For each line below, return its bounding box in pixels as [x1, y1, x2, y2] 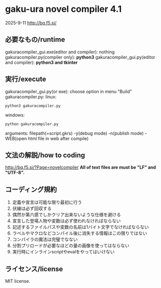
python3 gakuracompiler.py [5, 103, 61, 108]
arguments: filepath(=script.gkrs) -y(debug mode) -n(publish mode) [5, 130, 144, 136]
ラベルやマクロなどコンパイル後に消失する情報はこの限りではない [12, 230, 147, 236]
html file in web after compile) [28, 135, 89, 142]
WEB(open [5, 135, 27, 142]
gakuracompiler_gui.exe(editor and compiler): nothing [5, 48, 115, 55]
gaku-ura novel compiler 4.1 [5, 3, 122, 15]
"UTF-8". [5, 170, 25, 176]
